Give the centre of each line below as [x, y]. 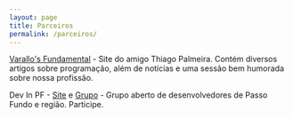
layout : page [33, 17]
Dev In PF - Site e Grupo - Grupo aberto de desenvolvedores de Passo [138, 95]
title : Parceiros [41, 26]
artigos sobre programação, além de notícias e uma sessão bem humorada [147, 68]
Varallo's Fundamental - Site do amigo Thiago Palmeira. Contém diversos [143, 59]
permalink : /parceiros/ [53, 34]
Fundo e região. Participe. [57, 105]
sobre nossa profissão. [51, 78]
